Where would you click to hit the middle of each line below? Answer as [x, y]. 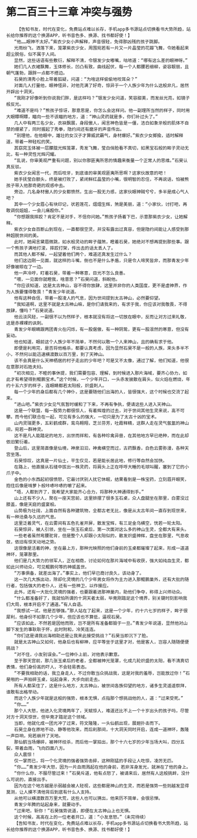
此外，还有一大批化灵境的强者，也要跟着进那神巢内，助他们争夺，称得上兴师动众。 [99, 592]
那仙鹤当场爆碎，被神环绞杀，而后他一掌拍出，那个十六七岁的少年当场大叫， [93, 742]
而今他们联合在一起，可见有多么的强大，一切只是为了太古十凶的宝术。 [87, 417]
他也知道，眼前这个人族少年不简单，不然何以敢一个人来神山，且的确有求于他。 [95, 342]
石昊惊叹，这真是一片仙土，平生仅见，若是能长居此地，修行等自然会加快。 [91, 460]
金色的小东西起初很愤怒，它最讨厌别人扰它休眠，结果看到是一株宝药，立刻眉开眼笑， [101, 479]
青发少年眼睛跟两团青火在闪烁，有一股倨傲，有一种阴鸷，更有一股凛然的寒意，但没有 [101, 329]
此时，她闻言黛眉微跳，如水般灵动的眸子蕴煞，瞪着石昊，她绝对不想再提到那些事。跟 [101, 242]
